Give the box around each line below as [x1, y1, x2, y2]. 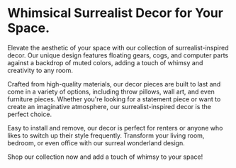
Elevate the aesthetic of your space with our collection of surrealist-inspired [7, 43, 229, 52]
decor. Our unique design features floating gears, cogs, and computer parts [7, 51, 229, 60]
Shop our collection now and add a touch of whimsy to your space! [7, 152, 203, 161]
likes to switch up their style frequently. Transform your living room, [7, 131, 205, 140]
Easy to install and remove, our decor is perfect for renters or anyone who [7, 123, 223, 132]
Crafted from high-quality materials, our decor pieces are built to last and [7, 79, 221, 88]
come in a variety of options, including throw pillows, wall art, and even [7, 87, 215, 96]
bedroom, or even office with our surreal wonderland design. [7, 138, 186, 147]
